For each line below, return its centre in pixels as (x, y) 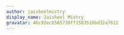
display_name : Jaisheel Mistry (45, 17)
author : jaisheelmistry (36, 12)
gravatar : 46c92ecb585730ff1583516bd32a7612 (62, 23)
